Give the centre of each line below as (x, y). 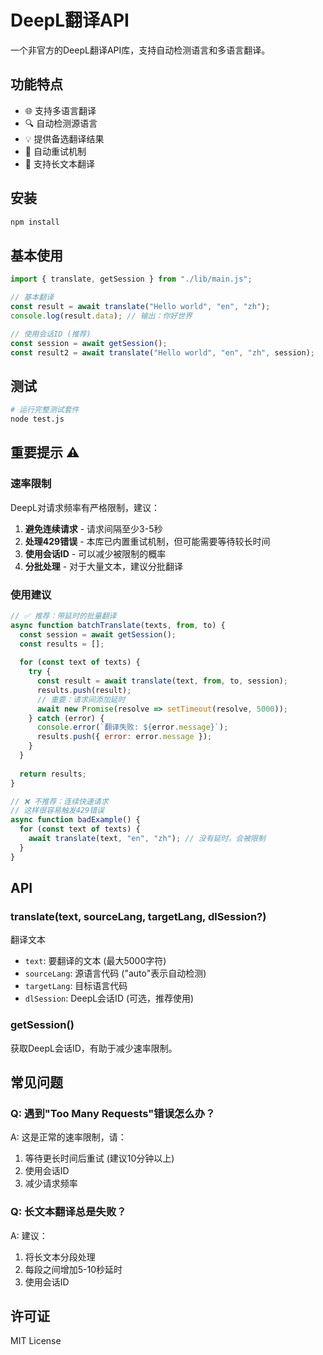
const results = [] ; (62, 644)
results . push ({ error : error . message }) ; (124, 737)
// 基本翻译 (32, 297)
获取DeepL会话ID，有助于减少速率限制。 (94, 1048)
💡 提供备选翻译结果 (64, 138)
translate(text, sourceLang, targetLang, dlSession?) (138, 916)
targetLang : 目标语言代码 (76, 986)
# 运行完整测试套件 (45, 410)
